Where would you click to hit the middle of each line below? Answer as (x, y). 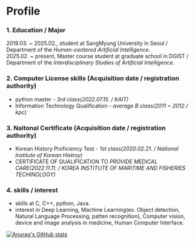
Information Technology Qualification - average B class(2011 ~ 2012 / (101, 106)
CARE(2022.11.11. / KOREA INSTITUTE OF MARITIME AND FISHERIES (100, 168)
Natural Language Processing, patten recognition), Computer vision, (100, 216)
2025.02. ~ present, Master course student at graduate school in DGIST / (97, 56)
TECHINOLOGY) (35, 175)
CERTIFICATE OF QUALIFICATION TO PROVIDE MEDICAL (86, 161)
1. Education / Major (36, 30)
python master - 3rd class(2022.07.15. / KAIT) (72, 99)
